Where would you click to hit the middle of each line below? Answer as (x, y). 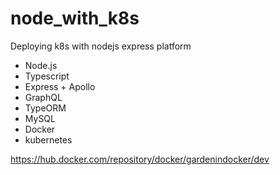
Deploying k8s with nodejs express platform (101, 46)
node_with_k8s (75, 18)
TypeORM (45, 108)
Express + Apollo (60, 86)
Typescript (47, 76)
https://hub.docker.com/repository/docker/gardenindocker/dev (140, 159)
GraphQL (43, 97)
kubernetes (48, 139)
